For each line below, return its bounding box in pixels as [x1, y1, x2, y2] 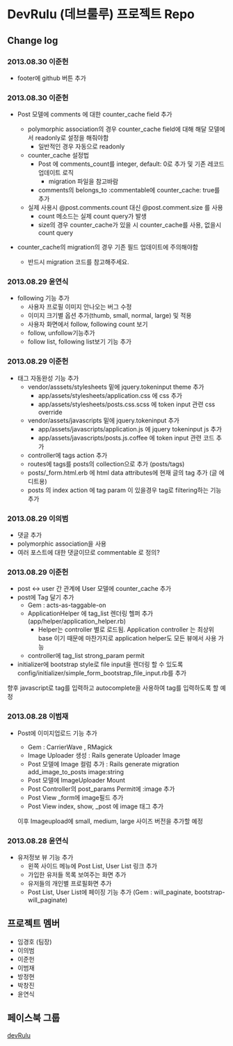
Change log [7, 34, 58, 46]
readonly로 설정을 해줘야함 [35, 134, 109, 142]
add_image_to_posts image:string [27, 767, 124, 776]
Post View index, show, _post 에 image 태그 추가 [27, 802, 164, 810]
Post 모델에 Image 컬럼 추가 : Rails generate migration [27, 760, 179, 768]
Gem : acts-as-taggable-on [27, 601, 106, 610]
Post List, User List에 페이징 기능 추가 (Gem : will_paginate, [27, 888, 193, 896]
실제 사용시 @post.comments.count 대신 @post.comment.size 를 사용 [27, 203, 224, 212]
